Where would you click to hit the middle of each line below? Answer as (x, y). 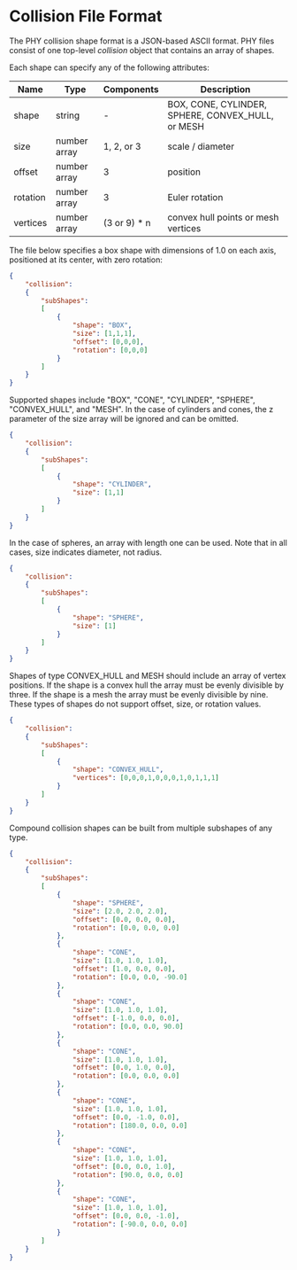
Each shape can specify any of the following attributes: (110, 67)
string (68, 115)
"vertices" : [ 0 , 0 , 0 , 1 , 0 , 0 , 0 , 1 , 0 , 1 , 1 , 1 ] (145, 778)
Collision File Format (86, 16)
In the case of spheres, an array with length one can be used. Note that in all (148, 542)
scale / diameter (201, 146)
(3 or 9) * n (127, 222)
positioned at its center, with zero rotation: (86, 260)
